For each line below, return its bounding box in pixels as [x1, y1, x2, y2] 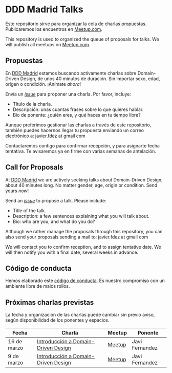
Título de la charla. [12, 101, 52, 107]
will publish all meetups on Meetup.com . [5, 41, 91, 47]
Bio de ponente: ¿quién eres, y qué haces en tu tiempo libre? [12, 111, 141, 118]
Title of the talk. [12, 207, 46, 214]
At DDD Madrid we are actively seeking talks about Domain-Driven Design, [5, 176, 163, 183]
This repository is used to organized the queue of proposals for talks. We [5, 36, 160, 42]
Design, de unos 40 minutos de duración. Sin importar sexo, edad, [20, 76, 160, 82]
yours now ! [5, 188, 29, 194]
